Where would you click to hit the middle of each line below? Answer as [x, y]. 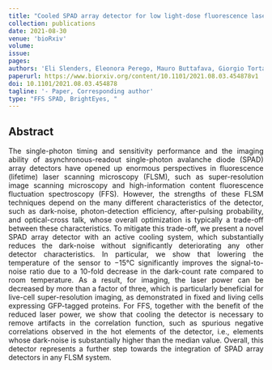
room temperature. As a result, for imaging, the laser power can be [136, 280]
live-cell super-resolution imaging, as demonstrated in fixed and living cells [136, 297]
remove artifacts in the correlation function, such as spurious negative [136, 323]
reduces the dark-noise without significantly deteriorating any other [136, 246]
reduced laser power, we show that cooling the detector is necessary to [136, 315]
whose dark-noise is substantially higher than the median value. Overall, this [136, 340]
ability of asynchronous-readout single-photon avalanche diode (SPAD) [136, 159]
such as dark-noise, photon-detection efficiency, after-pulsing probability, [136, 211]
